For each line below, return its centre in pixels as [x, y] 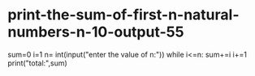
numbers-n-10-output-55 [96, 32]
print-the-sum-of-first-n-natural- [124, 15]
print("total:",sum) [38, 63]
